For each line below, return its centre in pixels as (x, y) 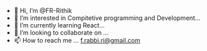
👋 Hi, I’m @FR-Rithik (43, 11)
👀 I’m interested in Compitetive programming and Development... (107, 18)
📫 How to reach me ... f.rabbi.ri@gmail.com (77, 40)
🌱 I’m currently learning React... (59, 25)
